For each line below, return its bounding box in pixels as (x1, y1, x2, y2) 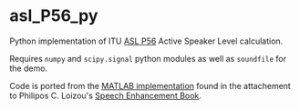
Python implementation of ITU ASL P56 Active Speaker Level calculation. (9, 35, 284, 46)
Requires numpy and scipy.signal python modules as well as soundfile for (9, 53, 287, 64)
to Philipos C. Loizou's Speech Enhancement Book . (9, 90, 202, 101)
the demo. (9, 63, 48, 74)
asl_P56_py (9, 5, 98, 26)
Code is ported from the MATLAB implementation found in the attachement (9, 80, 292, 91)
